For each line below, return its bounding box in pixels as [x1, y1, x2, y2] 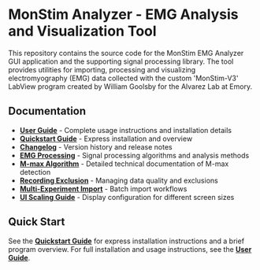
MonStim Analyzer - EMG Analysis [8, 6, 239, 24]
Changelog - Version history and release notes [19, 142, 173, 151]
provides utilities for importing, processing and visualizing [8, 65, 196, 74]
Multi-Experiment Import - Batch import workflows [19, 183, 188, 194]
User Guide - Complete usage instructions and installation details [19, 125, 232, 135]
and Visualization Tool [8, 22, 157, 40]
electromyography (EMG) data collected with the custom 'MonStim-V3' [8, 73, 239, 83]
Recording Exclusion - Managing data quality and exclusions [19, 176, 218, 185]
